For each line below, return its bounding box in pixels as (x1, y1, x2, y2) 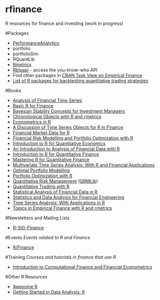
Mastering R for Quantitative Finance (12, 156, 90, 163)
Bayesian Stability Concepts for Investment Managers (12, 108, 125, 114)
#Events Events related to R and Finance (5, 234, 90, 240)
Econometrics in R (12, 119, 51, 125)
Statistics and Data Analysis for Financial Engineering (12, 194, 124, 200)
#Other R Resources (5, 274, 48, 280)
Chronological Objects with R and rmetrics (12, 113, 102, 120)
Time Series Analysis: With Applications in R (12, 199, 105, 206)
